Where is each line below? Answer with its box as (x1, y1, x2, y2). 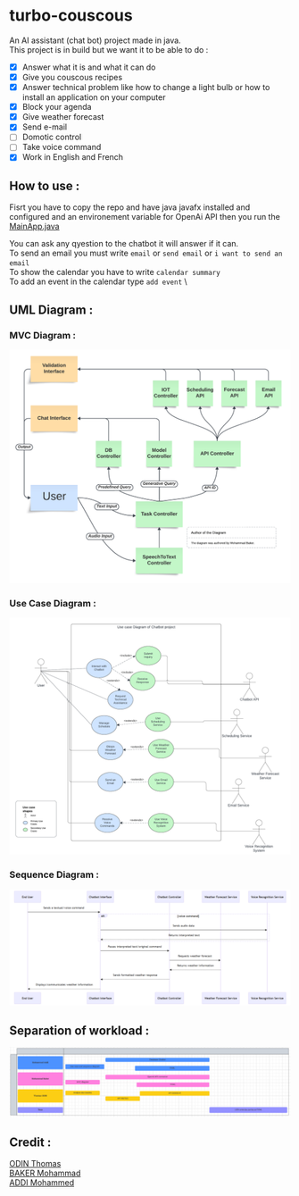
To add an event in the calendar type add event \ (9, 276, 187, 287)
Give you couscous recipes (21, 72, 123, 82)
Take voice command (21, 142, 102, 153)
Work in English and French (21, 152, 123, 163)
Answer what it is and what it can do (21, 62, 156, 72)
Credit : (9, 1134, 52, 1150)
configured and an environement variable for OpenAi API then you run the (9, 212, 281, 222)
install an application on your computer (21, 92, 166, 103)
